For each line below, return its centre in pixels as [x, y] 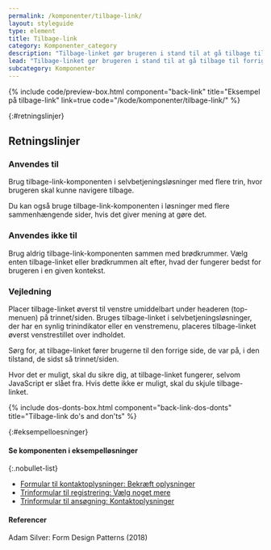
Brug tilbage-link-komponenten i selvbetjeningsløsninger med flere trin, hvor [135, 182]
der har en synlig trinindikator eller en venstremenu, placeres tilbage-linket [132, 326]
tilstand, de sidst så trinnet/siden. [64, 359]
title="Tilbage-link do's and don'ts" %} [73, 417]
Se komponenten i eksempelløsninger [73, 451]
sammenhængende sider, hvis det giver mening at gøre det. [108, 214]
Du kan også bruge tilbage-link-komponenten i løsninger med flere [119, 206]
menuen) [23, 318]
